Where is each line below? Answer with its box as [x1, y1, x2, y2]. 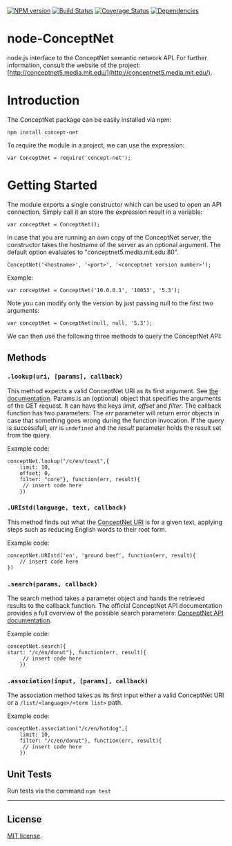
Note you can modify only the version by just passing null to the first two [7, 298, 214, 307]
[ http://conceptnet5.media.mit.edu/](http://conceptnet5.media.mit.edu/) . [7, 68, 213, 76]
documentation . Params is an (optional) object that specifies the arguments [7, 394, 222, 402]
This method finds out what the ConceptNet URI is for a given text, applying [7, 518, 222, 526]
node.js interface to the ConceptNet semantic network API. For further [7, 53, 207, 62]
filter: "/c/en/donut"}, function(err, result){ [19, 737, 162, 744]
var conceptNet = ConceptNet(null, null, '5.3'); [7, 319, 153, 327]
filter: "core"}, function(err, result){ [19, 476, 140, 483]
